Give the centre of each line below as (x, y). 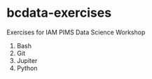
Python (27, 68)
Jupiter (27, 60)
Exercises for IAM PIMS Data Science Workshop (76, 32)
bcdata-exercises (59, 13)
